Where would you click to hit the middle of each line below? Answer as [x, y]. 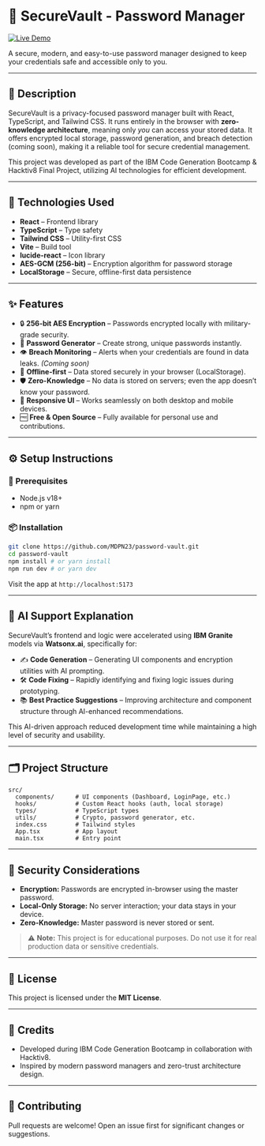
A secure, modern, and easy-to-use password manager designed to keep [127, 53]
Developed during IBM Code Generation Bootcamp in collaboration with [136, 1049]
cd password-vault [38, 554]
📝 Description [42, 94]
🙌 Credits [32, 1030]
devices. [34, 409]
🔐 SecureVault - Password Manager [127, 16]
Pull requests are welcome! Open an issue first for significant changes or [126, 1125]
